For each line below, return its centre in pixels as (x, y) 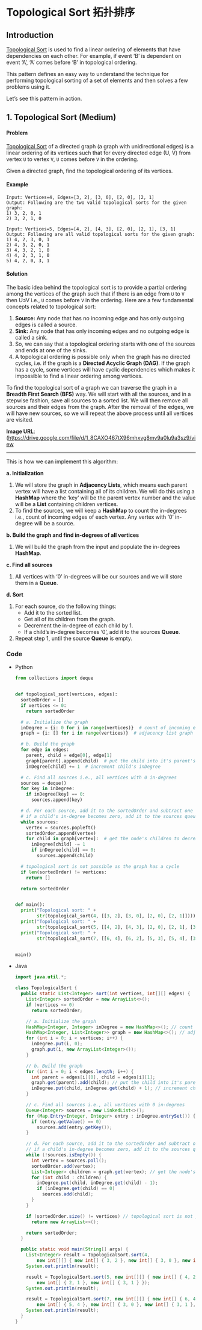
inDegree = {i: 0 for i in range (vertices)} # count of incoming (106, 727)
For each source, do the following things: (66, 606)
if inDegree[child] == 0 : (63, 850)
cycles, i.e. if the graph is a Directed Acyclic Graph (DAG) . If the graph (103, 363)
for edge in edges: (45, 750)
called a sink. (31, 337)
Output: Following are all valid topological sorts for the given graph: (101, 234)
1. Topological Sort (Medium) (61, 117)
